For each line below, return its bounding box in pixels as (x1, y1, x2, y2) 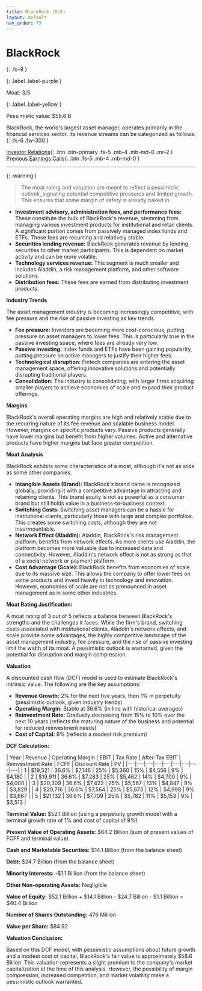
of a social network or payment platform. (14, 557, 116, 564)
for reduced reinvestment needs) (14, 724, 97, 732)
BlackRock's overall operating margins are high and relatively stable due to (6, 413, 191, 421)
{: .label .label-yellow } (6, 100, 62, 108)
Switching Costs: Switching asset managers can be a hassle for (14, 506, 174, 513)
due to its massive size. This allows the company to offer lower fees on (14, 570, 191, 578)
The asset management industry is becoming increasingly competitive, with (6, 308, 194, 316)
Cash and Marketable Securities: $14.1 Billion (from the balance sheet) (6, 847, 182, 854)
